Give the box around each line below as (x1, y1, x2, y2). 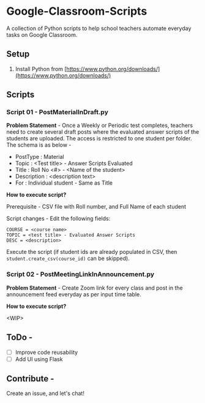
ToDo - (6, 332, 33, 343)
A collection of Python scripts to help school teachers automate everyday (6, 25, 192, 32)
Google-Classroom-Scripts (6, 4, 147, 18)
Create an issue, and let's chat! (6, 390, 84, 397)
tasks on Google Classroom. (6, 31, 78, 38)
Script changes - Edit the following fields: (6, 215, 111, 222)
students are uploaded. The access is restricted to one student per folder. (6, 135, 192, 142)
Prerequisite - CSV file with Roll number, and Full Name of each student (6, 203, 187, 210)
